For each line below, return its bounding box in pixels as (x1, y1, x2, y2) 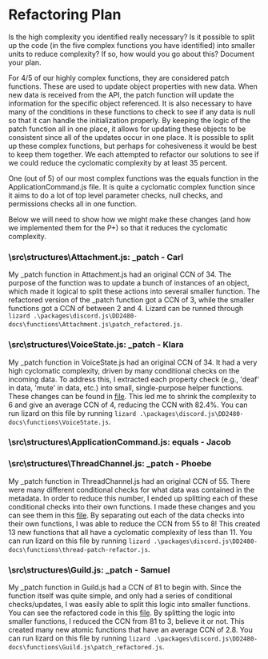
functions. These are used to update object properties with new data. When (8, 82, 258, 91)
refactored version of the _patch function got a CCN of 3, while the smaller (8, 295, 254, 305)
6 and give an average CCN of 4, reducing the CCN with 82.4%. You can (8, 400, 248, 409)
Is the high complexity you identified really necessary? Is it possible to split (8, 32, 255, 42)
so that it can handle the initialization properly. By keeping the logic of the (8, 115, 250, 125)
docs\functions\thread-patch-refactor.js (8, 545, 149, 553)
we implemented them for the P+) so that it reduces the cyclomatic (8, 222, 228, 233)
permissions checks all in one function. (8, 198, 138, 209)
